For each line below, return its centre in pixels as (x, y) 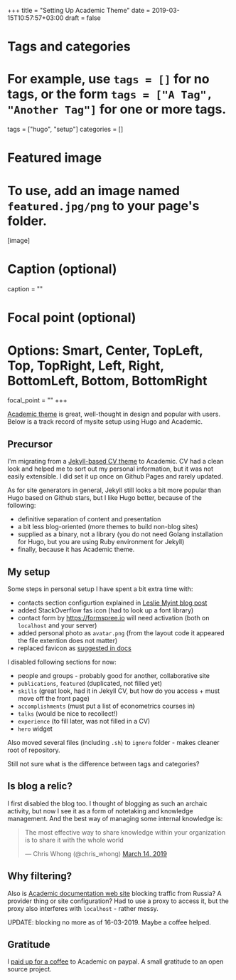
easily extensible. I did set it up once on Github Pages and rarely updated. (116, 476)
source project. (29, 969)
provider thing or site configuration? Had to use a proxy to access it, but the (118, 901)
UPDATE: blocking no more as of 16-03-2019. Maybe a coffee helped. (109, 922)
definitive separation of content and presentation (89, 519)
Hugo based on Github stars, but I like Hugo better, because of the (105, 498)
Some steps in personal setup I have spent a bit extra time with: (100, 589)
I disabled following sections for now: (62, 662)
